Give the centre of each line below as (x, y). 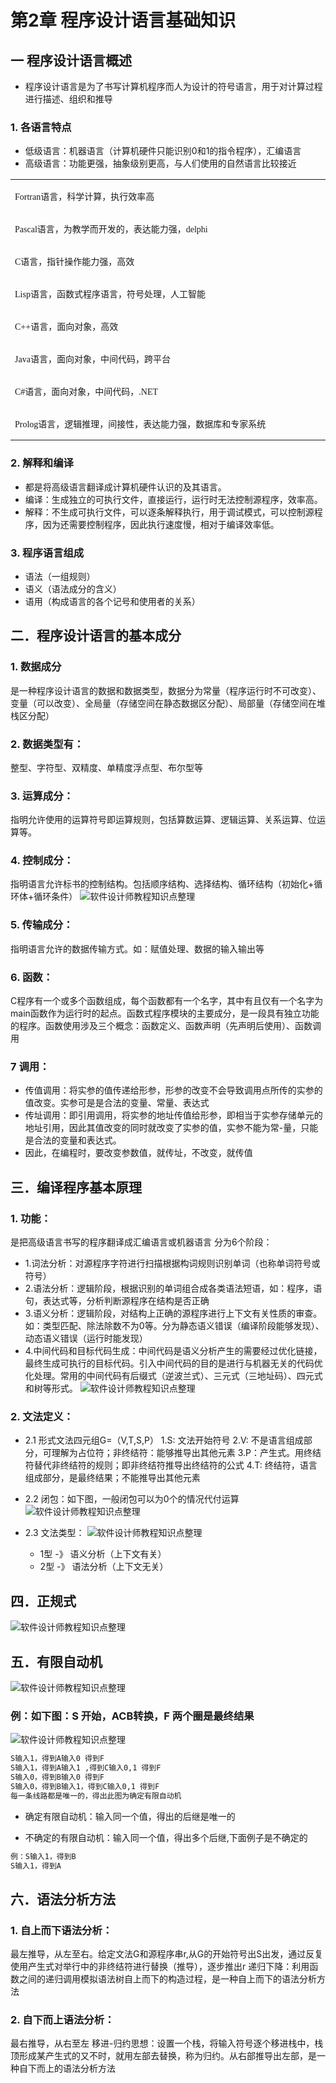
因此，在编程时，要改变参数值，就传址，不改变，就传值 (138, 1153)
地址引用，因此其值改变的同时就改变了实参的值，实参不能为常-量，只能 (171, 1128)
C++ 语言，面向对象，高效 (66, 327)
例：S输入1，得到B (43, 1856)
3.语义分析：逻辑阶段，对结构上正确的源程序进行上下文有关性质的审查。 (173, 1313)
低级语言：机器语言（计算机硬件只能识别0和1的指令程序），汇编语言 (163, 151)
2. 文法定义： (42, 1416)
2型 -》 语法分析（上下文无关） (104, 1567)
